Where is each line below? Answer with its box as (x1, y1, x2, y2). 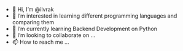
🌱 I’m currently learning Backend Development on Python (12, 25, 158, 32)
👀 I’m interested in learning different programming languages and (12, 12, 177, 19)
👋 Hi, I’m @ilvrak (12, 6, 54, 13)
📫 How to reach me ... (12, 38, 69, 46)
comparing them (12, 19, 54, 25)
